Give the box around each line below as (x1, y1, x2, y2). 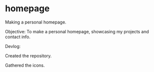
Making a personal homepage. (5, 19, 66, 25)
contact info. (5, 34, 31, 40)
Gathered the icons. (5, 62, 45, 68)
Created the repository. (5, 52, 52, 59)
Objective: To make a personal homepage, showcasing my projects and (5, 28, 149, 34)
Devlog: (5, 43, 21, 49)
